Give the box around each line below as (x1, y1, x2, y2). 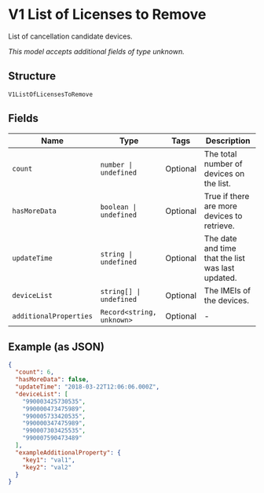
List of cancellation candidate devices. (8, 31, 133, 41)
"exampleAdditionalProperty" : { (15, 448, 122, 457)
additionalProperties (12, 311, 93, 320)
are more (203, 201, 238, 212)
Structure (8, 69, 57, 83)
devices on (203, 167, 245, 178)
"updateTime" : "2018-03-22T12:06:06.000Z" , (15, 383, 159, 391)
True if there (203, 190, 250, 201)
